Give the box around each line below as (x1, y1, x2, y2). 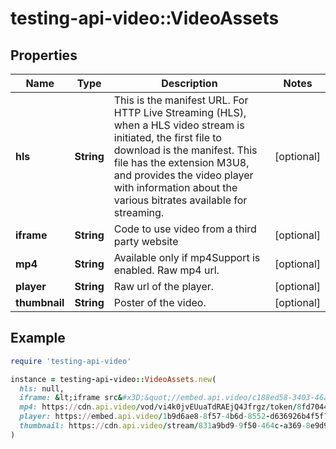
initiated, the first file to (113, 131, 222, 144)
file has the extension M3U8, (113, 156, 250, 169)
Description (161, 77, 218, 90)
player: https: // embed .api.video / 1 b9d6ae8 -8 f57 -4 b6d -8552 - (19, 412, 271, 422)
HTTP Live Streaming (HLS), (113, 106, 247, 119)
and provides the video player (113, 168, 254, 182)
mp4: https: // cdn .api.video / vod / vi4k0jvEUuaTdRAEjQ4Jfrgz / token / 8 (19, 402, 302, 412)
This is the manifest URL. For (113, 93, 249, 107)
